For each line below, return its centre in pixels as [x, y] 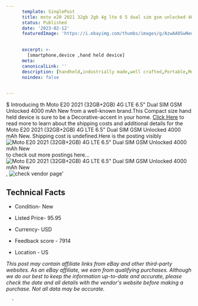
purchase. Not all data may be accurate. [55, 289]
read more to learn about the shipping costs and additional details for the [95, 123]
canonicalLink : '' [44, 66]
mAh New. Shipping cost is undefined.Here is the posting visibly [84, 136]
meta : [28, 61]
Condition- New [34, 206]
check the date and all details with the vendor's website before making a [95, 282]
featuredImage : [40, 34]
